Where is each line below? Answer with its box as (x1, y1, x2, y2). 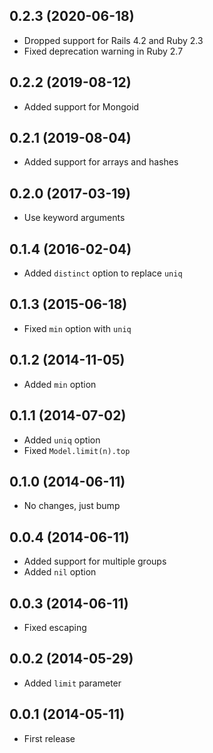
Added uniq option (23, 434, 101, 446)
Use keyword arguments (23, 212, 126, 224)
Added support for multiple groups (23, 555, 167, 568)
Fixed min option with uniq (23, 322, 132, 334)
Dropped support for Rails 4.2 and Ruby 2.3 (23, 34, 204, 46)
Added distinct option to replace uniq (23, 267, 183, 279)
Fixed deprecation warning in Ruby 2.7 (23, 45, 184, 57)
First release (23, 732, 76, 744)
